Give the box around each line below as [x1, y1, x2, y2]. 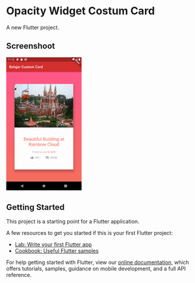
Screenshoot [6, 41, 55, 51]
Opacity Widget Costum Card [6, 4, 155, 18]
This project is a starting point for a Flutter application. [6, 218, 140, 225]
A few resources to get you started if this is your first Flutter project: [6, 229, 173, 236]
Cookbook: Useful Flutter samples [14, 247, 99, 254]
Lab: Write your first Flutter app [14, 241, 92, 248]
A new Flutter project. [6, 24, 60, 31]
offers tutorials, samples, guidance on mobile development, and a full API [6, 265, 186, 272]
